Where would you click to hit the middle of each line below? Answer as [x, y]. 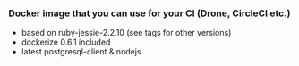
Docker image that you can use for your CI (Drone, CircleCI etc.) [149, 13]
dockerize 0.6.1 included [66, 42]
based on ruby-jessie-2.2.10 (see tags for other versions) [126, 33]
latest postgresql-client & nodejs [81, 52]
